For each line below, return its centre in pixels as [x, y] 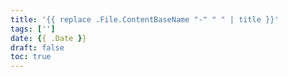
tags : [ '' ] [33, 29]
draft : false [37, 47]
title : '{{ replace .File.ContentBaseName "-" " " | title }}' [145, 19]
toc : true [31, 57]
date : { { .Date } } [48, 38]
